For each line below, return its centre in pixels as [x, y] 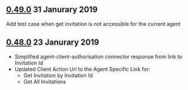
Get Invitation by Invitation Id [58, 75]
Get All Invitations [45, 81]
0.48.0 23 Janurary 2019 [53, 43]
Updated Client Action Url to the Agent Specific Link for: [82, 69]
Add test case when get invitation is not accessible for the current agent [93, 24]
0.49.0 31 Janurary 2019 [52, 10]
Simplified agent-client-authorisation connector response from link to [98, 56]
